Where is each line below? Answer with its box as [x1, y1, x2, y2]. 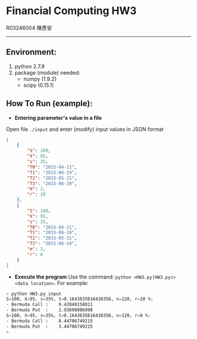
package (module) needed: [14, 69, 80, 76]
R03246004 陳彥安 [6, 24, 53, 31]
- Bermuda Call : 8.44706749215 [6, 318, 93, 324]
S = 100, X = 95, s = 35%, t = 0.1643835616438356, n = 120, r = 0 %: [6, 313, 151, 318]
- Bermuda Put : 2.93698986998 [6, 307, 93, 313]
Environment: [6, 47, 57, 57]
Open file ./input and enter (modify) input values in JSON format [6, 125, 164, 133]
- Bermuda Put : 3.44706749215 [6, 323, 93, 330]
